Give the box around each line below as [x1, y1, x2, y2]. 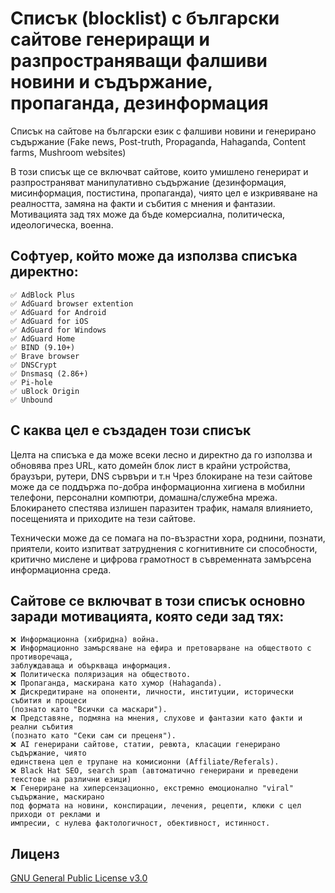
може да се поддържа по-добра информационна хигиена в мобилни [10, 480, 305, 492]
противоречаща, [10, 652, 74, 662]
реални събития [10, 722, 74, 732]
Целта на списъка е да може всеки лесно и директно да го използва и [10, 448, 313, 461]
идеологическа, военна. [10, 218, 114, 231]
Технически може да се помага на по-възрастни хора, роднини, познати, [10, 532, 326, 544]
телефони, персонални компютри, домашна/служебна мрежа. [10, 491, 278, 503]
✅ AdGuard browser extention [10, 298, 134, 309]
